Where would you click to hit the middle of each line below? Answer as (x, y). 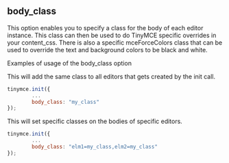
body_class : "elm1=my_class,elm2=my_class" (95, 147)
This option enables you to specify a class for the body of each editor (105, 28)
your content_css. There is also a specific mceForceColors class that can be (115, 42)
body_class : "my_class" (65, 102)
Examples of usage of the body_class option (70, 63)
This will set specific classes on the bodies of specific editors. (95, 121)
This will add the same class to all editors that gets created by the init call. (111, 76)
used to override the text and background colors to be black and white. (107, 50)
